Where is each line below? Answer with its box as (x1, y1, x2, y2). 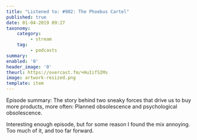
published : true (6, 14, 47, 20)
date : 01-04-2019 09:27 (6, 20, 66, 26)
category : (17, 31, 42, 37)
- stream (30, 36, 52, 42)
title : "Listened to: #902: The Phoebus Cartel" (6, 8, 130, 15)
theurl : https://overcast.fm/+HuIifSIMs (6, 69, 109, 75)
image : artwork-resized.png (6, 75, 76, 81)
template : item (6, 81, 44, 87)
